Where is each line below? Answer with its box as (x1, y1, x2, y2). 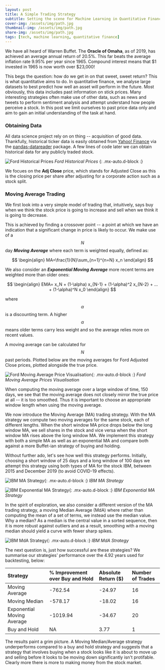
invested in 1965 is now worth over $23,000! (5, 63, 95, 69)
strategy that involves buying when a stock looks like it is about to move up (5, 649, 157, 655)
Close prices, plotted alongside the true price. (5, 362, 98, 368)
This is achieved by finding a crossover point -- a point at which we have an (5, 222, 159, 228)
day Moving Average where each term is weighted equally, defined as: (5, 248, 149, 254)
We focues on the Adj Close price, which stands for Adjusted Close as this (5, 168, 156, 174)
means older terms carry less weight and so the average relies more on (5, 327, 150, 333)
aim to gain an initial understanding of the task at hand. (5, 110, 116, 116)
